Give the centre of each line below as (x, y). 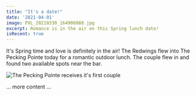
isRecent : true (25, 34)
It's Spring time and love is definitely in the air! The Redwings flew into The (98, 51)
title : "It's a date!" (34, 12)
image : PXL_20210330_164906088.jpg (50, 23)
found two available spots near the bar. (54, 64)
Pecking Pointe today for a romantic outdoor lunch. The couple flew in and (98, 57)
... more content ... (29, 87)
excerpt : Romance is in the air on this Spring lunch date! (83, 28)
